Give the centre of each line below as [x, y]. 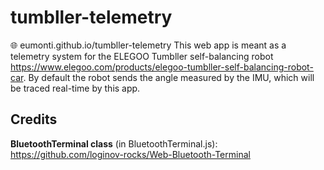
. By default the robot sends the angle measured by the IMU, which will [169, 77]
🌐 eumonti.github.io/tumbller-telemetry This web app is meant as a [148, 45]
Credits [34, 119]
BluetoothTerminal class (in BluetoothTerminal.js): [114, 143]
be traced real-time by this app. [75, 88]
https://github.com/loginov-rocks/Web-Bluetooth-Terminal [130, 154]
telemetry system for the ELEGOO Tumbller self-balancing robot [142, 56]
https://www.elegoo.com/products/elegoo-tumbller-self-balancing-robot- [162, 67]
